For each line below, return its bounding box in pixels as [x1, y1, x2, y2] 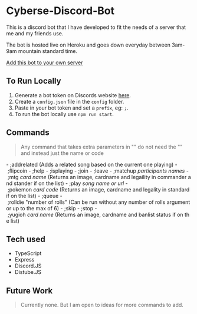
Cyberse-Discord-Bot [6, 4, 115, 18]
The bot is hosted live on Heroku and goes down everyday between [6, 41, 171, 48]
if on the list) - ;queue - [6, 192, 63, 199]
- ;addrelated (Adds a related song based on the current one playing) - [6, 161, 178, 168]
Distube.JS [14, 269, 42, 276]
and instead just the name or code [20, 149, 104, 157]
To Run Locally [6, 76, 61, 86]
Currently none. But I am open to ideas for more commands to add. [20, 302, 184, 309]
